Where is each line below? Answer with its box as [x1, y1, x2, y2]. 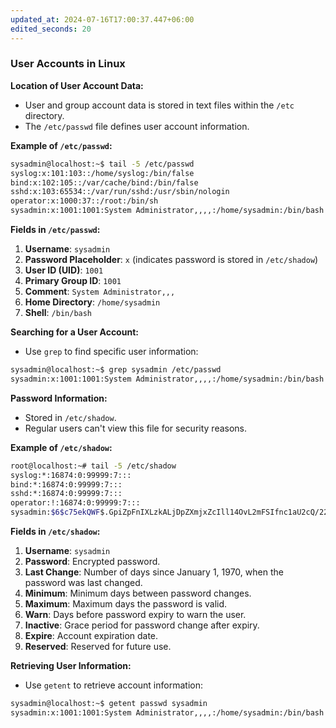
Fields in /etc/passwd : [10, 224, 101, 236]
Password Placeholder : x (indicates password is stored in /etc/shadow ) [24, 254, 319, 266]
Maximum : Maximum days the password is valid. [24, 598, 228, 610]
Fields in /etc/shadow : [10, 526, 101, 538]
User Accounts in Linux [10, 57, 126, 71]
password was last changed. [24, 577, 143, 589]
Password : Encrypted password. [24, 556, 161, 568]
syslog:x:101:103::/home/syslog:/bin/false [10, 168, 195, 178]
